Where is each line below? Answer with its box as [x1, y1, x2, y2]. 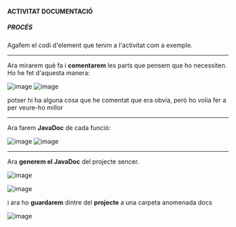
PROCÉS [7, 23, 33, 32]
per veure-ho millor [7, 103, 63, 112]
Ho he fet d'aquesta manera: [7, 68, 90, 77]
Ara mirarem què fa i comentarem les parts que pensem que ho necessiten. [7, 61, 228, 70]
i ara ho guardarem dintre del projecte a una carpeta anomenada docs [7, 198, 213, 207]
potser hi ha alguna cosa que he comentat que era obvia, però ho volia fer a [7, 96, 227, 104]
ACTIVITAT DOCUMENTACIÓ [7, 7, 93, 15]
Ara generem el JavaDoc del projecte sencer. [7, 157, 140, 166]
